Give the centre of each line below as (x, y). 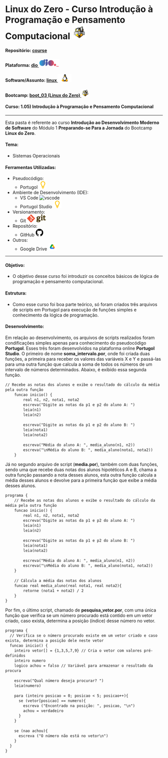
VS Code (29, 198)
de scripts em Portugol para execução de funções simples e (74, 310)
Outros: (20, 240)
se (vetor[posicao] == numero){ (52, 701)
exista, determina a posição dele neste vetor (54, 641)
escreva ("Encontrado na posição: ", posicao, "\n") (79, 706)
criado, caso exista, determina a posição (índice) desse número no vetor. (80, 621)
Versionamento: (29, 212)
